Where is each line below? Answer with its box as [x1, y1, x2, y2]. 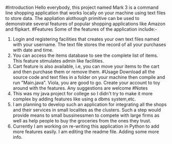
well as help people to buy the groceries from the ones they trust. [12, 118, 151, 124]
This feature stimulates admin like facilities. [12, 58, 104, 64]
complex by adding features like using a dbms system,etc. [12, 96, 136, 102]
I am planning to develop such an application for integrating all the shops [12, 101, 167, 107]
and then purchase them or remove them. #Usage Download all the [12, 69, 155, 75]
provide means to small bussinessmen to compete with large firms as [12, 112, 160, 118]
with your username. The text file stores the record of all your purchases [12, 42, 166, 48]
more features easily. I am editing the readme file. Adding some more [12, 129, 159, 135]
